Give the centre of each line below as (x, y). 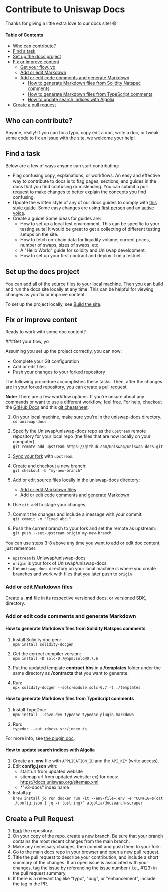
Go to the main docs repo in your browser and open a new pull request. (86, 852)
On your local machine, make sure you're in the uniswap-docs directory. (87, 417)
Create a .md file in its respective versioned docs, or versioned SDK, (76, 598)
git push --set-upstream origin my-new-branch (62, 533)
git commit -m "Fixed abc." (42, 519)
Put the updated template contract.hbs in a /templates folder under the (87, 668)
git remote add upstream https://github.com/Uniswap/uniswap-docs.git (88, 447)
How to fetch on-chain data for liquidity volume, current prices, (85, 239)
